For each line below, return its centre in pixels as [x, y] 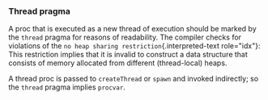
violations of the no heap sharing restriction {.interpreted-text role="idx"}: [134, 46]
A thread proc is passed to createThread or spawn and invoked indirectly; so [134, 79]
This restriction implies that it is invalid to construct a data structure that [128, 55]
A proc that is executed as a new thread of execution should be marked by [132, 29]
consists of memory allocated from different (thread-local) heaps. [118, 63]
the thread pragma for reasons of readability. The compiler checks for [125, 37]
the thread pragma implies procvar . [67, 87]
